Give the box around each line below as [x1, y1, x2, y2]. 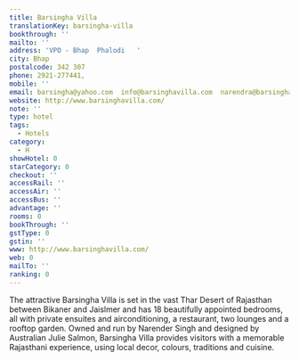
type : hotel [9, 112, 53, 121]
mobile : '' [9, 79, 50, 88]
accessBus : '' [9, 195, 62, 205]
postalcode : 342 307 [9, 63, 86, 72]
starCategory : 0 [9, 162, 69, 171]
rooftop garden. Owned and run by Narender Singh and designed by [9, 323, 260, 333]
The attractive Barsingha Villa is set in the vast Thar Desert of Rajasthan [9, 294, 272, 305]
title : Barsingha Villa [9, 12, 98, 22]
